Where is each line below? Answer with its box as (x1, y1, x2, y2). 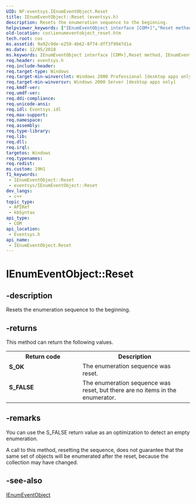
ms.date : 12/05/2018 (6, 47, 57, 53)
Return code (25, 353, 61, 361)
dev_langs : (6, 188, 33, 194)
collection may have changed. (6, 458, 79, 465)
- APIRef (8, 204, 30, 210)
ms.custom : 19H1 (6, 166, 45, 172)
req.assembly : (6, 123, 41, 129)
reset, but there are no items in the (82, 386, 177, 395)
